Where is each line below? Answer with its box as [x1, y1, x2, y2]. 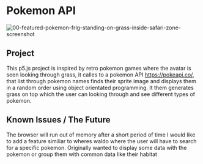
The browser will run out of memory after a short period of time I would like [6, 131, 196, 138]
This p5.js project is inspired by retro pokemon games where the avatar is [6, 64, 191, 72]
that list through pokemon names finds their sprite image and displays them [6, 77, 197, 84]
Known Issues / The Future [6, 114, 111, 125]
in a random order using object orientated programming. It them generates [6, 84, 194, 91]
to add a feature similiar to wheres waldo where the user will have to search [6, 137, 197, 144]
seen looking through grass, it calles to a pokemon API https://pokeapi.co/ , [6, 71, 194, 78]
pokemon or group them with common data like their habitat [6, 151, 158, 158]
